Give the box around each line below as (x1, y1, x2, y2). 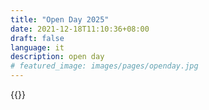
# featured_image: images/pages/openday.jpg (10, 61, 199, 71)
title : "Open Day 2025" (10, 14, 110, 25)
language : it (10, 42, 65, 53)
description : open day (10, 52, 105, 62)
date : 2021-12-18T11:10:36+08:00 (10, 24, 150, 34)
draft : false (10, 33, 65, 43)
